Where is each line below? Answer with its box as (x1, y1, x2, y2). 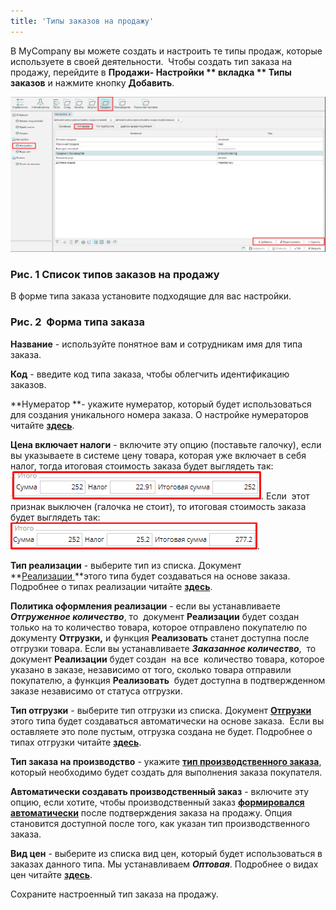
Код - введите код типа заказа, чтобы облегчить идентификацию (10, 368, 290, 380)
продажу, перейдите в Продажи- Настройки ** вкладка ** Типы (10, 66, 292, 78)
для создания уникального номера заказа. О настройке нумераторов (10, 408, 309, 420)
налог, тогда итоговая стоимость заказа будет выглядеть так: (10, 460, 274, 472)
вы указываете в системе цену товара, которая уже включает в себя (10, 449, 307, 461)
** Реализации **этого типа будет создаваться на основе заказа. (10, 570, 291, 582)
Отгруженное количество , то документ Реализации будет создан (10, 610, 300, 622)
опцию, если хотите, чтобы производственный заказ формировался (10, 796, 305, 808)
